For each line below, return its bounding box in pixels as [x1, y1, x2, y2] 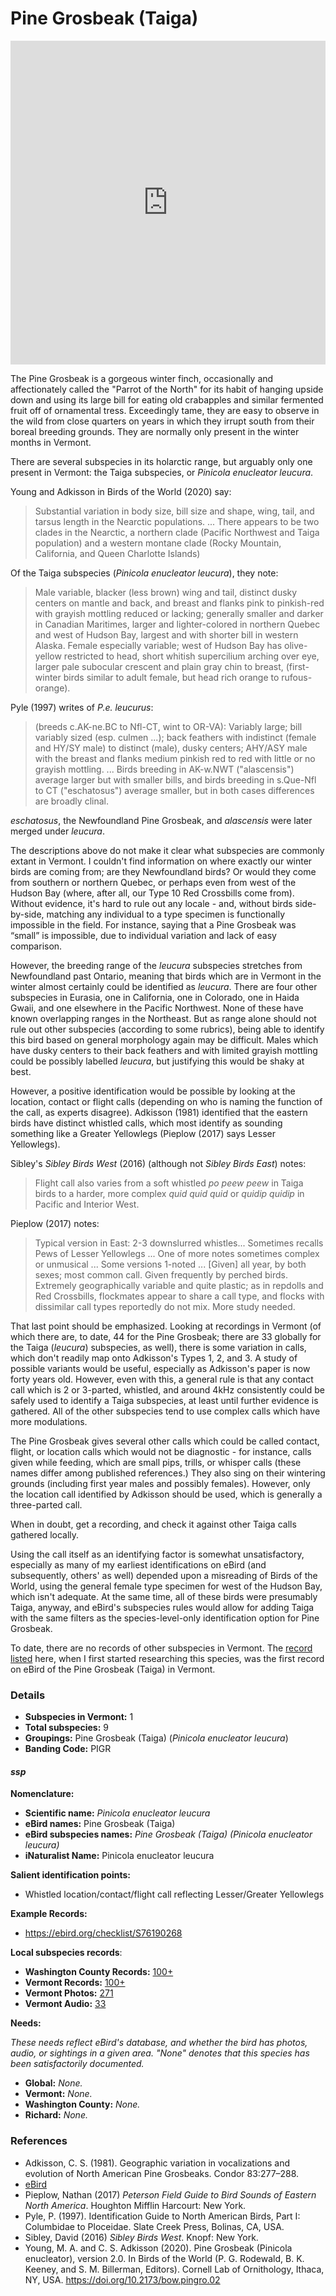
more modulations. [10, 1415, 88, 1427]
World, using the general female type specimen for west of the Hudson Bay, [10, 1580, 323, 1592]
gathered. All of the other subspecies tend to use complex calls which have [10, 1405, 321, 1417]
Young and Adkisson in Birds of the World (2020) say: [10, 485, 232, 497]
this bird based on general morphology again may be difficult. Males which [10, 1033, 319, 1046]
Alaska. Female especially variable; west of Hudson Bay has [34, 639, 283, 651]
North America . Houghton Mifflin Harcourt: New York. [24, 2199, 247, 2211]
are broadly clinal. [34, 795, 109, 807]
